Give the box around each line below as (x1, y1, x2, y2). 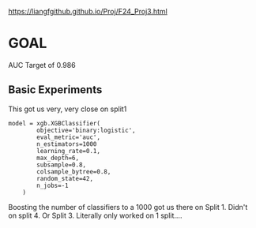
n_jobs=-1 (36, 181, 69, 189)
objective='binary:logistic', (36, 126, 136, 134)
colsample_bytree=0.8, (36, 167, 111, 176)
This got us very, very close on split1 (8, 104, 127, 114)
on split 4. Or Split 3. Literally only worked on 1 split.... (8, 211, 183, 220)
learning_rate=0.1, (36, 147, 101, 155)
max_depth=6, (36, 154, 80, 162)
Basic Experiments (8, 83, 103, 97)
